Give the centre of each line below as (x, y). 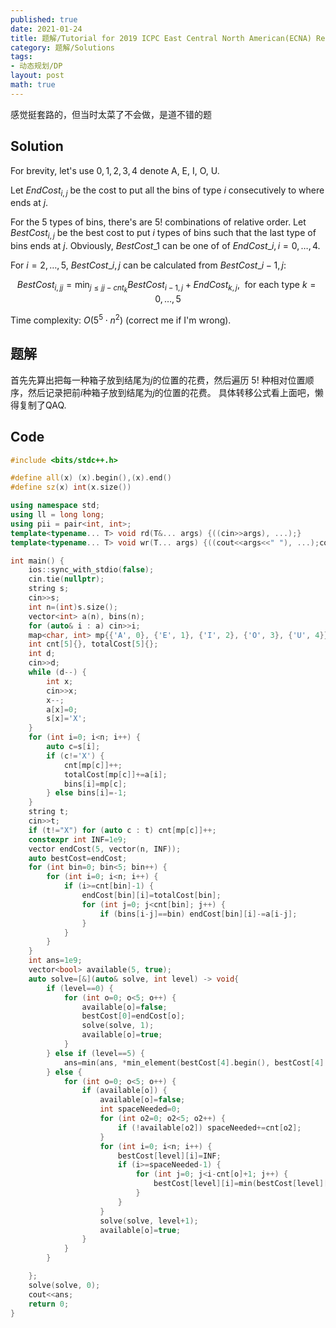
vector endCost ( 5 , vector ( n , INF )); (105, 849)
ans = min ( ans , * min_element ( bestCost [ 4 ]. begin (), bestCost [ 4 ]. (196, 1062)
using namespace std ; (55, 506)
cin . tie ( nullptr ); (66, 579)
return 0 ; (49, 1304)
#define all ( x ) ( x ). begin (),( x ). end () (91, 478)
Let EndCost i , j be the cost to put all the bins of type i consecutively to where (167, 191)
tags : (21, 57)
